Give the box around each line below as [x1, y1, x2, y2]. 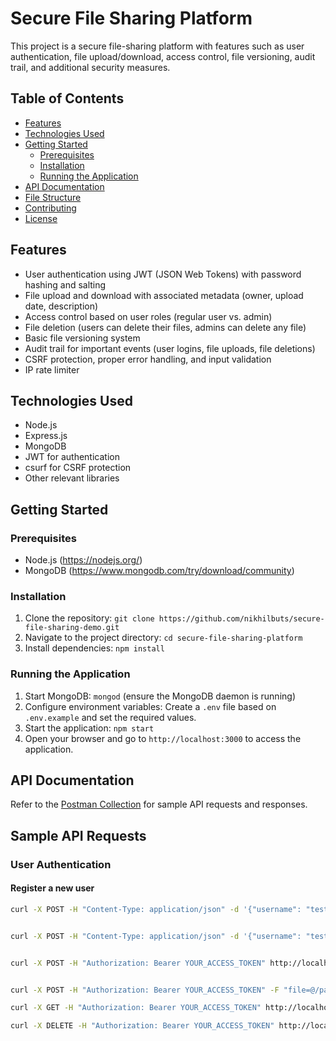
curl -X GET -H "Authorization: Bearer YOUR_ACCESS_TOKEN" [10, 1003, 262, 1013]
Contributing [24, 202, 77, 214]
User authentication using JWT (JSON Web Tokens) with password [24, 268, 302, 280]
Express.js [24, 430, 68, 442]
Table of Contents [10, 90, 125, 107]
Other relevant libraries [24, 472, 120, 484]
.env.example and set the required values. [24, 711, 197, 723]
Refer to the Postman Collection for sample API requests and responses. [10, 798, 308, 811]
